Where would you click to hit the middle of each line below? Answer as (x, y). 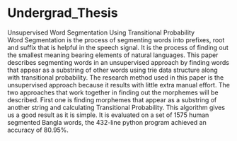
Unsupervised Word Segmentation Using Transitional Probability (101, 32)
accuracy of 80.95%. (38, 130)
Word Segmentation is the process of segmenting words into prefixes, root (116, 39)
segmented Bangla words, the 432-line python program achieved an (107, 122)
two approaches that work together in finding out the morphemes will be (113, 92)
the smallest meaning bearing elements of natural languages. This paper (113, 55)
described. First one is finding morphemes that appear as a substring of (112, 99)
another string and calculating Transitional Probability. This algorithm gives (116, 107)
